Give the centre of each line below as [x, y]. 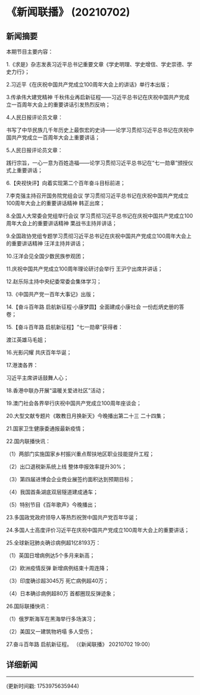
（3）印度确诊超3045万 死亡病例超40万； [57, 581]
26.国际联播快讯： [28, 606]
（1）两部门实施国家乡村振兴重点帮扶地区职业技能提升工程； [80, 454]
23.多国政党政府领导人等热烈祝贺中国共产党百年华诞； [73, 517]
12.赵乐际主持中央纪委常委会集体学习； [54, 282]
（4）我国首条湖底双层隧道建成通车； [52, 492]
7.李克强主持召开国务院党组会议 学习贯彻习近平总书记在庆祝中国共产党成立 [98, 196]
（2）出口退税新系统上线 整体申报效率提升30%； [66, 467]
